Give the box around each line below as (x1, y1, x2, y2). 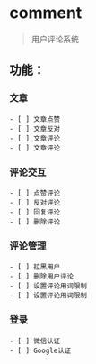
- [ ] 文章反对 (9, 124, 61, 133)
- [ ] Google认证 (9, 346, 72, 355)
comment (9, 3, 83, 23)
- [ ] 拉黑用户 (9, 262, 61, 272)
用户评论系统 (31, 33, 79, 44)
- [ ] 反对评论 (9, 197, 61, 207)
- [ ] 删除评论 (9, 217, 61, 226)
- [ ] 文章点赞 (9, 114, 61, 123)
